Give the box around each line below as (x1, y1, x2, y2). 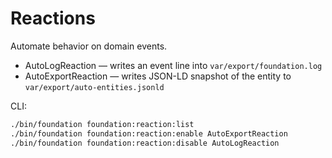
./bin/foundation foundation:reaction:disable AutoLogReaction (10, 138, 280, 148)
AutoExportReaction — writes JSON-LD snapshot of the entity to (24, 70, 292, 82)
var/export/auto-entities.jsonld (24, 82, 165, 92)
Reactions (10, 7, 96, 30)
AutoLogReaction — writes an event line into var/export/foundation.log (24, 59, 323, 71)
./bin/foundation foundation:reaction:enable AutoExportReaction (10, 128, 288, 139)
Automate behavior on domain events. (10, 40, 168, 52)
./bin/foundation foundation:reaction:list (10, 119, 195, 129)
